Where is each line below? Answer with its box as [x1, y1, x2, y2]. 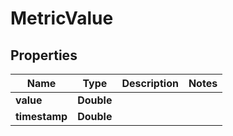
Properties [10, 47, 78, 64]
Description [121, 77, 179, 90]
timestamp [15, 110, 68, 123]
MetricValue [10, 7, 114, 30]
